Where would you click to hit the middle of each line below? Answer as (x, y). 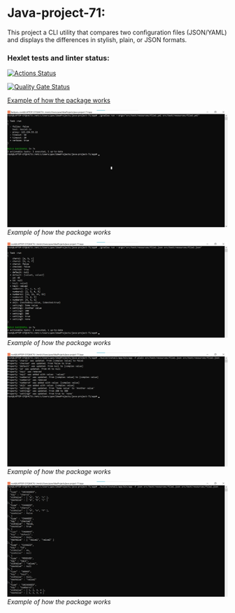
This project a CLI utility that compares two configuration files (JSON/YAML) (117, 32)
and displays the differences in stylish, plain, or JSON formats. (97, 39)
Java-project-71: (57, 13)
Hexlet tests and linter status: (58, 58)
